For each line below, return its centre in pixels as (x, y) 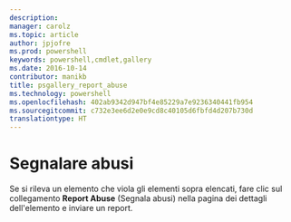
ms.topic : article (44, 34)
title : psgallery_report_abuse (68, 85)
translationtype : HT (48, 119)
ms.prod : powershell (48, 52)
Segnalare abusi (72, 164)
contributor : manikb (48, 77)
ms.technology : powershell (60, 93)
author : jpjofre (40, 43)
